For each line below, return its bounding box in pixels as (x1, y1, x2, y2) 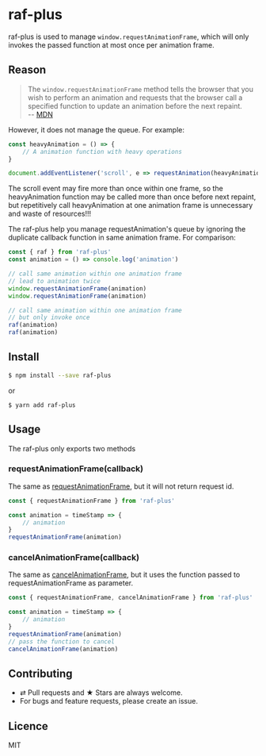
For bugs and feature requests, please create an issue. (19, 697, 198, 706)
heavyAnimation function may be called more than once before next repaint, (8, 192, 256, 201)
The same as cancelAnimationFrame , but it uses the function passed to (8, 570, 241, 580)
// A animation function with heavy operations (22, 148, 182, 155)
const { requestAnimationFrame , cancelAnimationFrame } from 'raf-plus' (8, 593, 253, 602)
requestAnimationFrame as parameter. (8, 578, 133, 588)
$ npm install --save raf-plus (8, 371, 112, 379)
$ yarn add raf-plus (8, 401, 77, 409)
